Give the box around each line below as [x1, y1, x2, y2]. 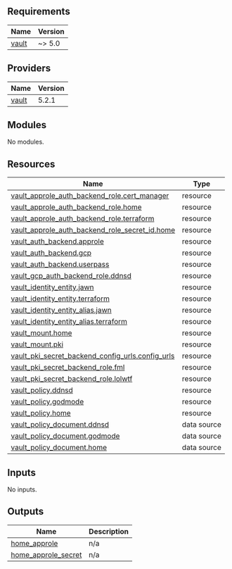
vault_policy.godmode [11, 397, 84, 407]
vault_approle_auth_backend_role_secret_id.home [11, 225, 176, 235]
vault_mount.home [11, 328, 72, 338]
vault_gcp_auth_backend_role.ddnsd [11, 271, 132, 281]
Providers [7, 63, 51, 75]
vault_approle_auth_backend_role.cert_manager [11, 191, 169, 201]
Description [89, 526, 129, 536]
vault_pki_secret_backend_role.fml [11, 363, 125, 373]
